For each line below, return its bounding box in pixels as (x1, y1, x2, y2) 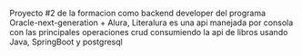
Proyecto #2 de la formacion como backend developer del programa (9, 8, 267, 18)
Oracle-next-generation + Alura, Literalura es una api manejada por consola (9, 17, 294, 28)
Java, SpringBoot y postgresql (9, 36, 123, 47)
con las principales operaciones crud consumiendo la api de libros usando (9, 27, 288, 37)
